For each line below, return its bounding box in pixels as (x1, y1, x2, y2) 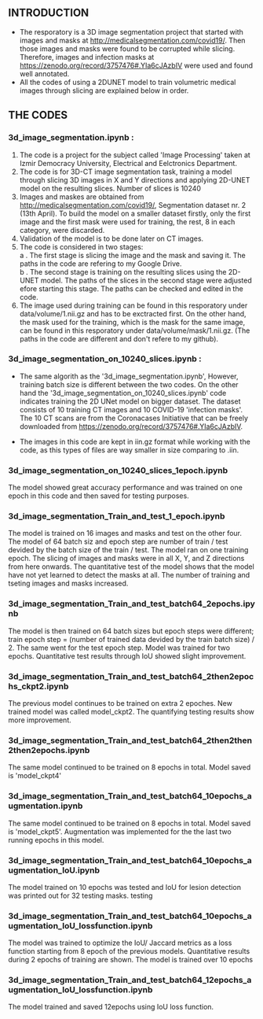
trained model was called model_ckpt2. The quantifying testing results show (8, 707, 255, 716)
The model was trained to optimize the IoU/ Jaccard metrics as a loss (8, 938, 232, 947)
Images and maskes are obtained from (19, 192, 144, 201)
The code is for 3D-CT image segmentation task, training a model (19, 167, 232, 176)
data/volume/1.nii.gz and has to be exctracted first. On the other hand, (19, 308, 247, 318)
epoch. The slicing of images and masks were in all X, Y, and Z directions (8, 554, 245, 563)
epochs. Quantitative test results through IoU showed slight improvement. (8, 651, 247, 660)
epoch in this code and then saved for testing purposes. (8, 491, 190, 500)
